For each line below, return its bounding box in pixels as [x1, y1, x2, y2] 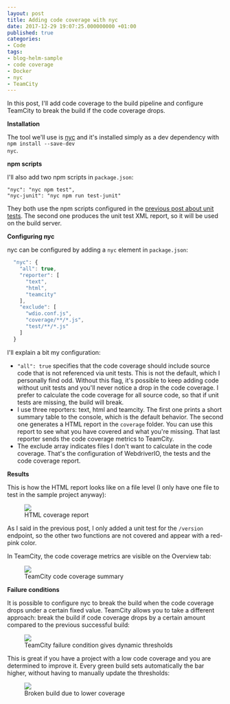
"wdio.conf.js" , [25, 310, 72, 317]
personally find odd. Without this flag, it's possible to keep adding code [16, 376, 220, 384]
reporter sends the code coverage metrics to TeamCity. [16, 434, 174, 443]
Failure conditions [7, 585, 60, 593]
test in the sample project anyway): [7, 490, 106, 498]
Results [7, 470, 30, 478]
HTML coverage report [24, 510, 89, 519]
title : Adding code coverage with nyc [7, 16, 118, 23]
